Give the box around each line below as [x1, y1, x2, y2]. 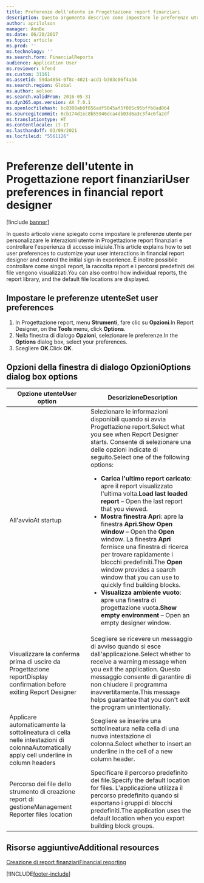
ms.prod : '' [6, 43, 36, 49]
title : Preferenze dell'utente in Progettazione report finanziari [6, 9, 181, 15]
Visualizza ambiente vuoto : [101, 588, 182, 597]
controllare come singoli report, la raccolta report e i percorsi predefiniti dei [6, 262, 195, 269]
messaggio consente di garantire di [90, 673, 191, 681]
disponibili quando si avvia [90, 415, 166, 423]
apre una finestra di [101, 596, 157, 604]
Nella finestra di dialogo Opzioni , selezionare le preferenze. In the [15, 331, 178, 339]
